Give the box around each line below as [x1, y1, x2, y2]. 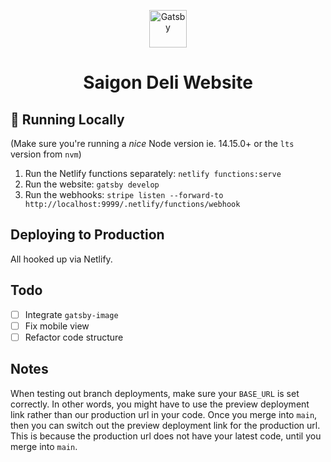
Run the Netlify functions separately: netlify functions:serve [24, 168, 282, 179]
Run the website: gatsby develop [24, 178, 160, 190]
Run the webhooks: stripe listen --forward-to [24, 189, 224, 200]
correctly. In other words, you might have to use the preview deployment [10, 398, 310, 410]
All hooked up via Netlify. [10, 253, 113, 265]
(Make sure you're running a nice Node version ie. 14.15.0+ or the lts [10, 138, 295, 149]
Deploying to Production [10, 226, 165, 244]
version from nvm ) [10, 148, 82, 160]
